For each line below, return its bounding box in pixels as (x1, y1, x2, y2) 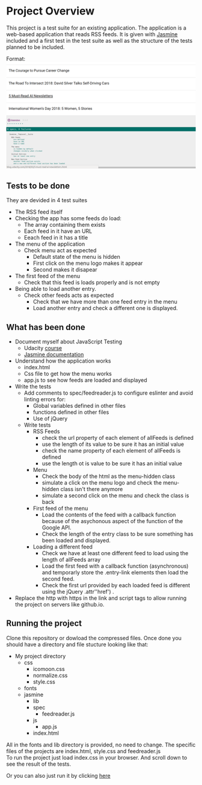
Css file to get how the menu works (23, 370, 112, 378)
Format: (6, 55, 26, 62)
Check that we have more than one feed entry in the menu (32, 298, 177, 305)
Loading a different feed (32, 543, 93, 550)
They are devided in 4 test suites (6, 197, 88, 204)
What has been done (6, 322, 85, 332)
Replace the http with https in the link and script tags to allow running (14, 594, 187, 602)
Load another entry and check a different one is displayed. (32, 305, 179, 312)
